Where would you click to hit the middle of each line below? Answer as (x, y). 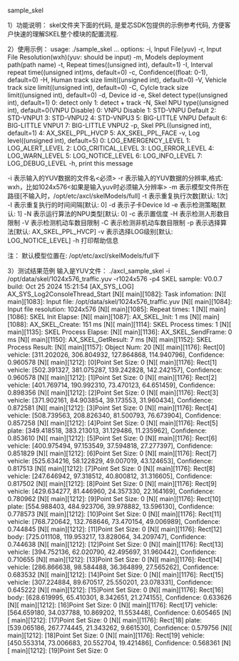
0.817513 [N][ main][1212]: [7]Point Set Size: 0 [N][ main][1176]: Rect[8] (111, 468)
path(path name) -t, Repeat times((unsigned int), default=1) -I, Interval (110, 65)
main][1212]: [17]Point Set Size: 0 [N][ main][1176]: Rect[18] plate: (107, 620)
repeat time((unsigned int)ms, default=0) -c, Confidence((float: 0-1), (108, 72)
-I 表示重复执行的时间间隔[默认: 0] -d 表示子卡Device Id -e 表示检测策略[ (113, 205)
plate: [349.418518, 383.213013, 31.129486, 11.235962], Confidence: (107, 430)
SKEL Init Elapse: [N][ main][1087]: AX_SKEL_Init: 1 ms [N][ (116, 317)
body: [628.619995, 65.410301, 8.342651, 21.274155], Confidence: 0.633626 (119, 597)
